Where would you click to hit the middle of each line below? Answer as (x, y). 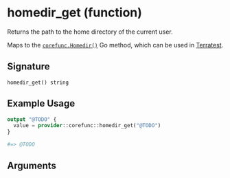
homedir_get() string (38, 82)
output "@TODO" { (32, 119)
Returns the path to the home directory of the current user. (90, 32)
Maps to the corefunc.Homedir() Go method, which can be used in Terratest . (115, 45)
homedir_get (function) (75, 13)
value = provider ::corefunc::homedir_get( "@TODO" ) (87, 126)
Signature (28, 67)
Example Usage (41, 103)
